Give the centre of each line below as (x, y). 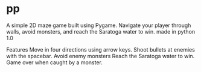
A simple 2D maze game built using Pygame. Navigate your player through (99, 25)
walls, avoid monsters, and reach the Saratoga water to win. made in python (101, 31)
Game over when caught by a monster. (54, 62)
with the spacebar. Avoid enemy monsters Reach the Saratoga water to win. (101, 56)
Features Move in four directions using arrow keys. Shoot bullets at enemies (101, 49)
